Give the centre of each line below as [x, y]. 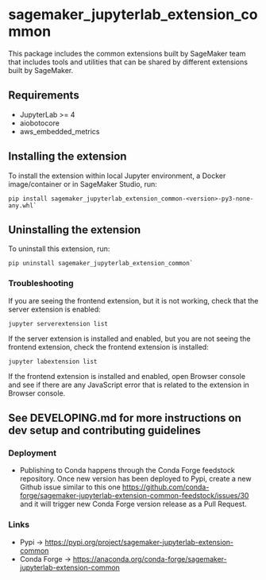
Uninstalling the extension [75, 229]
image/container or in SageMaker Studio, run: [83, 184]
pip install [28, 199]
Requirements [44, 96]
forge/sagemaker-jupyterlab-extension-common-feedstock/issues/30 [134, 496]
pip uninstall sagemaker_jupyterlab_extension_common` [101, 264]
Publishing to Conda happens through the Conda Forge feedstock [127, 470]
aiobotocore [39, 123]
